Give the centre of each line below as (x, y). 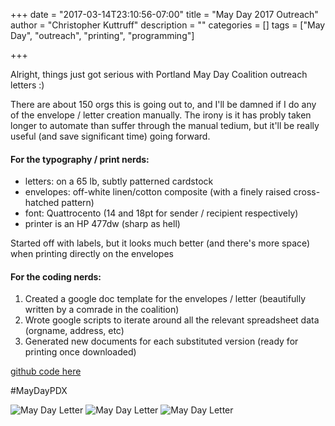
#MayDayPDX (39, 391)
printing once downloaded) (80, 352)
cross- (307, 192)
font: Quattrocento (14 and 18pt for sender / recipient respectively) (161, 213)
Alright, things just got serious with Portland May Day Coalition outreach (159, 74)
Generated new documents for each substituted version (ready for (161, 341)
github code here (46, 371)
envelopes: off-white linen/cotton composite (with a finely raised (158, 192)
